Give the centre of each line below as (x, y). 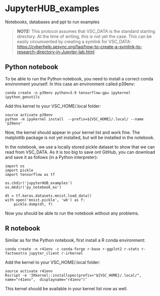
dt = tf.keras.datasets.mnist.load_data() (48, 196)
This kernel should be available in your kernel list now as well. (66, 288)
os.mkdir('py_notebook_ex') (33, 187)
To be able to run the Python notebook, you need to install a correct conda (79, 78)
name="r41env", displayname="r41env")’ (46, 280)
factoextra (16, 253)
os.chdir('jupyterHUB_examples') (39, 183)
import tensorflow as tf (30, 174)
